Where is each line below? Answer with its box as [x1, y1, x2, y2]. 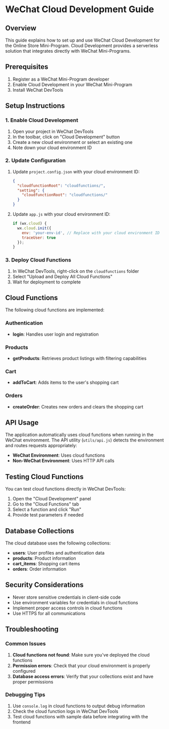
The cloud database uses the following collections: [5, 540, 111, 546]
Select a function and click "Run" [12, 506, 82, 513]
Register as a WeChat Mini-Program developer [12, 76, 109, 82]
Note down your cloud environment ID [12, 144, 92, 151]
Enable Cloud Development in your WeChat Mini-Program [12, 81, 133, 87]
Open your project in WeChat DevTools [12, 128, 94, 134]
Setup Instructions [5, 101, 65, 110]
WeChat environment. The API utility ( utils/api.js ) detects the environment [5, 437, 164, 443]
